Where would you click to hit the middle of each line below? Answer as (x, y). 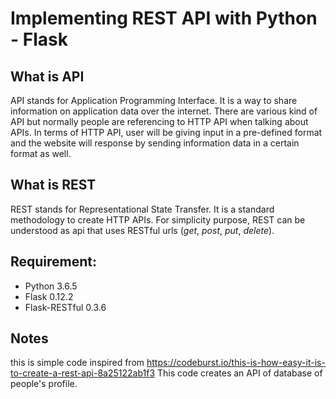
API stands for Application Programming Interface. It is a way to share (154, 100)
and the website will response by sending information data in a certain (155, 143)
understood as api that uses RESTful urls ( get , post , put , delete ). (142, 230)
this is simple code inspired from (77, 363)
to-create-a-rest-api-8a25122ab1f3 (83, 373)
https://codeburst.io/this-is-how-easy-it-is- (236, 363)
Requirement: (54, 262)
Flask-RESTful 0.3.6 (65, 307)
